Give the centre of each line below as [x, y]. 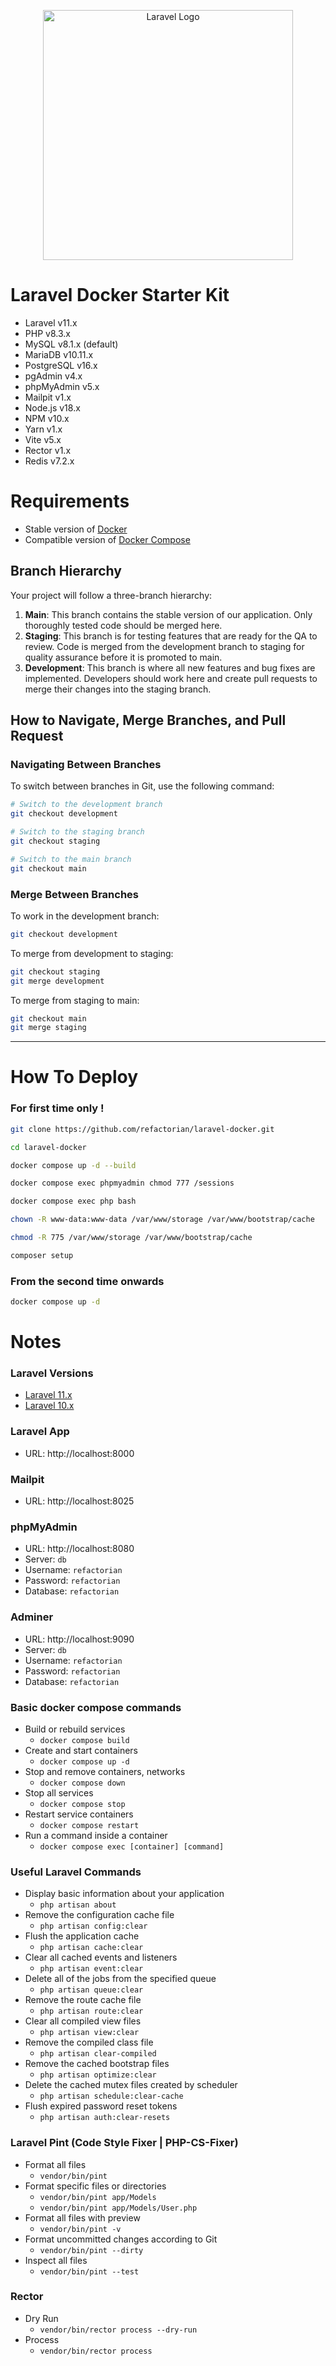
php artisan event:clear [91, 1969]
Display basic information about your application [124, 1894]
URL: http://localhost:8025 [79, 1501]
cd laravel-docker [48, 1147]
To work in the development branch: [85, 916]
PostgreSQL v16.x [61, 365]
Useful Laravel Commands [76, 1872]
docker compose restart [89, 1825]
